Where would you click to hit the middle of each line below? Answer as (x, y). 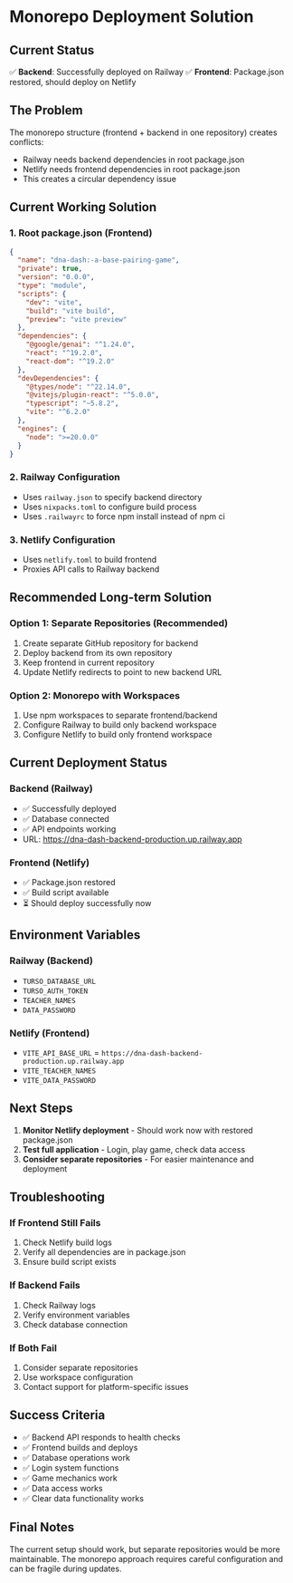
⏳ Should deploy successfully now (87, 903)
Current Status (52, 50)
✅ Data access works (62, 1488)
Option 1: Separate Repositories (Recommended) (119, 623)
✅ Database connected (66, 818)
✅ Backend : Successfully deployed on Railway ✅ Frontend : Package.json (147, 72)
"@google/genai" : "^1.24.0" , (80, 345)
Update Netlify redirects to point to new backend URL (122, 671)
